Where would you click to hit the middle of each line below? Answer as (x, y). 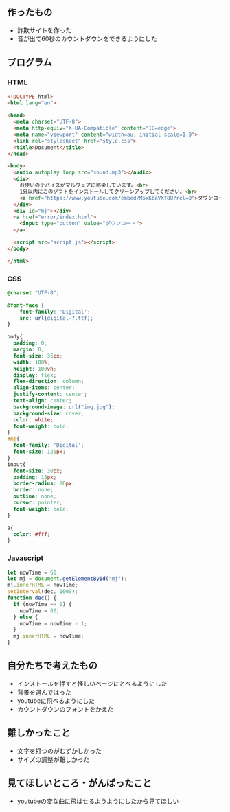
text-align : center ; (43, 401)
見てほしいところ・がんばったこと (79, 784)
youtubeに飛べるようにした (56, 700)
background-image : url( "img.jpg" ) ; (64, 407)
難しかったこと (39, 733)
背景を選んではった (44, 692)
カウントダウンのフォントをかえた (65, 709)
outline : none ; (35, 496)
